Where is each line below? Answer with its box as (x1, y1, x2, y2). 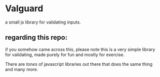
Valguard (5, 3, 43, 14)
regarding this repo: (5, 33, 68, 42)
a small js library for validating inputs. (5, 19, 81, 25)
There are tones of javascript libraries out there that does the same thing (5, 61, 153, 67)
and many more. (5, 66, 39, 72)
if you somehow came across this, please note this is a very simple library (5, 46, 156, 52)
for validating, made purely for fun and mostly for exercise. (5, 51, 125, 57)
